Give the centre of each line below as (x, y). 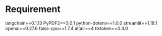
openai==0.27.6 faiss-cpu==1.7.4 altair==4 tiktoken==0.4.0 (67, 28)
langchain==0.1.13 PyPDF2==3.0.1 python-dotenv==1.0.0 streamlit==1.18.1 (81, 23)
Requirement (33, 9)
